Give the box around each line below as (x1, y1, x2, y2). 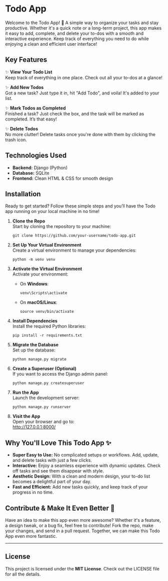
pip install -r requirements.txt (12, 333, 82, 338)
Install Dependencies (12, 318, 57, 324)
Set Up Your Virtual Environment (12, 242, 81, 248)
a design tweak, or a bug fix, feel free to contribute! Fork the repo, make (5, 523, 153, 528)
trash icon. (5, 137, 27, 143)
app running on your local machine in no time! (5, 208, 100, 214)
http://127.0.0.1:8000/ (12, 424, 56, 430)
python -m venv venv (12, 257, 55, 262)
